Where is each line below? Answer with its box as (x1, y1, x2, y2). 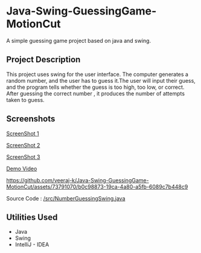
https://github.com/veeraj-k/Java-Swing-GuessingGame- (6, 176, 149, 184)
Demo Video (6, 165, 37, 172)
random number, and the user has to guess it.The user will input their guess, (6, 77, 196, 84)
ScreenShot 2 (6, 141, 40, 149)
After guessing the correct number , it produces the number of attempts (6, 89, 185, 97)
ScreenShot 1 (6, 130, 39, 137)
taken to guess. (6, 96, 45, 103)
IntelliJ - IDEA (14, 241, 49, 248)
